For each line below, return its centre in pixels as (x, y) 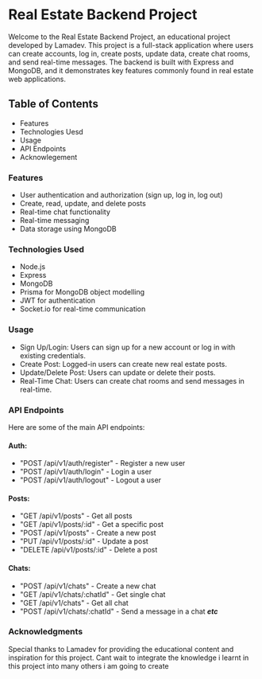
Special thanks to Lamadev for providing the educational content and (121, 649)
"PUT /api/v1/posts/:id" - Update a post (84, 541)
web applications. (37, 79)
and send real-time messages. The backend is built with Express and (121, 62)
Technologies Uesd (51, 131)
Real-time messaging (54, 220)
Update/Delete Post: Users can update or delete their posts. (118, 373)
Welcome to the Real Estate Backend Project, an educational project (119, 37)
